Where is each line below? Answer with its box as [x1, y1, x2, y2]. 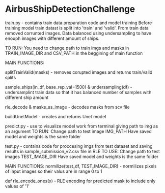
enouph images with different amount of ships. [5, 35, 100, 41]
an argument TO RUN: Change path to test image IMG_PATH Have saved [5, 128, 152, 134]
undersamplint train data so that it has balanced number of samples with [5, 89, 152, 95]
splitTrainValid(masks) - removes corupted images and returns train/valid [5, 69, 153, 75]
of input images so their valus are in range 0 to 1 [5, 168, 103, 174]
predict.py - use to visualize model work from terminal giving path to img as [5, 123, 158, 129]
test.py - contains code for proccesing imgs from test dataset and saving [5, 143, 153, 149]
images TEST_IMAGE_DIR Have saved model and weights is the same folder [5, 154, 159, 160]
